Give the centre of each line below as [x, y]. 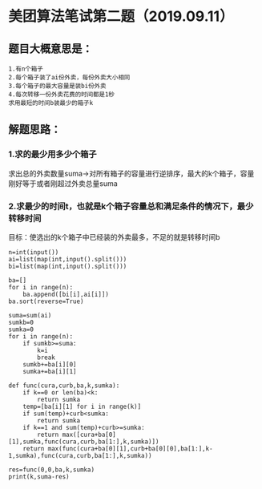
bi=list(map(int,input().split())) [68, 266]
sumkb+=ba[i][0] [50, 364]
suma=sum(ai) [30, 315]
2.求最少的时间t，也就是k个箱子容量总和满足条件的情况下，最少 [131, 206]
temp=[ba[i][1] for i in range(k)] [82, 406]
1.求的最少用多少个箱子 [53, 155]
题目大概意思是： [50, 48]
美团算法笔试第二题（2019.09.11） [121, 16]
